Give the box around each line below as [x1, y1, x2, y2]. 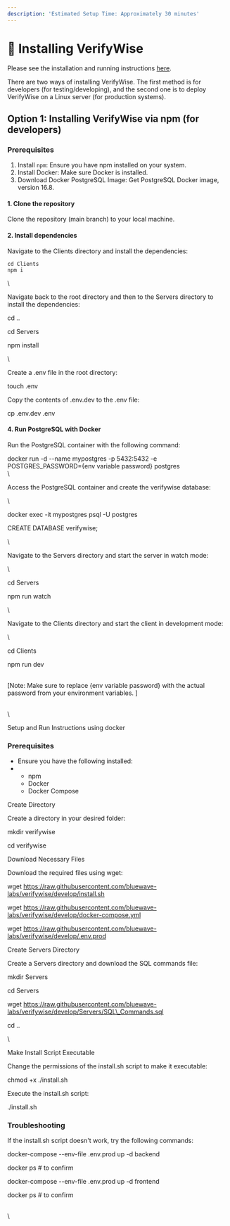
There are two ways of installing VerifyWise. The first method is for [7, 77, 202, 86]
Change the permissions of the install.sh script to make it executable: [7, 1062, 207, 1071]
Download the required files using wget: [7, 869, 123, 877]
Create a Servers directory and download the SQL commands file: [7, 959, 198, 968]
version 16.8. [17, 184, 55, 192]
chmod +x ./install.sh [7, 1075, 68, 1084]
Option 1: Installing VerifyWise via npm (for [7, 113, 199, 124]
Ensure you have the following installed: [17, 757, 133, 765]
